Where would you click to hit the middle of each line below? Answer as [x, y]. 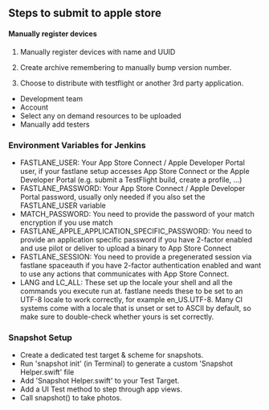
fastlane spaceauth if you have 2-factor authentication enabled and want [141, 265]
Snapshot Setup [40, 338]
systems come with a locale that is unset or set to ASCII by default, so [135, 308]
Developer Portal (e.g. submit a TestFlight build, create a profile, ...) [131, 180]
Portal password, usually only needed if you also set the [112, 197]
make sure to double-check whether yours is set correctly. [117, 317]
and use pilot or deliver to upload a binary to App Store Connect [126, 248]
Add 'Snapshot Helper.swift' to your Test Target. [100, 381]
